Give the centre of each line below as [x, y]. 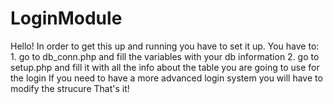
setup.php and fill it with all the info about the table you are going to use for [165, 67]
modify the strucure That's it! [70, 88]
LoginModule [66, 18]
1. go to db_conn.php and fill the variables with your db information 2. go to [165, 56]
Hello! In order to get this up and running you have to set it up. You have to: [165, 46]
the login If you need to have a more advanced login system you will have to [166, 78]
